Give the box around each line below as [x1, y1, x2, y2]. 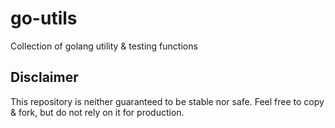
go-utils [10, 7, 78, 30]
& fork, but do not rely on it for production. [10, 106, 185, 118]
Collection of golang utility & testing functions [10, 40, 198, 52]
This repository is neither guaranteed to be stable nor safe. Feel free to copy [10, 95, 325, 107]
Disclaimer [10, 69, 79, 86]
